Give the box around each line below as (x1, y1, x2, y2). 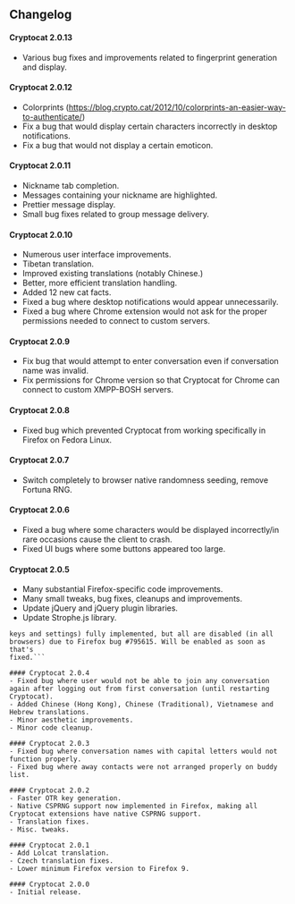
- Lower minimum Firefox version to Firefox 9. (9, 865, 190, 874)
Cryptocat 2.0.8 (9, 405, 70, 415)
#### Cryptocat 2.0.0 (9, 880, 90, 889)
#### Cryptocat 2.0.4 (9, 669, 90, 678)
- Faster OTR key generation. (9, 794, 122, 803)
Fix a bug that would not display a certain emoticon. (21, 139, 214, 150)
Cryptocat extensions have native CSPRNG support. (9, 809, 202, 819)
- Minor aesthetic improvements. (9, 715, 134, 725)
